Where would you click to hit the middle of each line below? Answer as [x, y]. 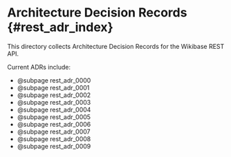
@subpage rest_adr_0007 [54, 132]
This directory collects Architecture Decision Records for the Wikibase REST [116, 46]
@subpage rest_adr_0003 [54, 102]
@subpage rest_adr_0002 [54, 95]
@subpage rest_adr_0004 [54, 109]
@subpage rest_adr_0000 [54, 80]
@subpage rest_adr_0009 [54, 146]
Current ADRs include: [39, 67]
